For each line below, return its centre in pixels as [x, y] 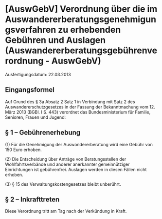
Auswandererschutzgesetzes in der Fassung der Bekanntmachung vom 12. [80, 107]
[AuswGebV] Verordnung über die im [81, 9]
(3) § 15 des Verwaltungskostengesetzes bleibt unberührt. [63, 184]
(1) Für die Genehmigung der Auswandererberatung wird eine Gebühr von [79, 144]
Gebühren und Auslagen [55, 40]
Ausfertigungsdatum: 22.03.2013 [38, 74]
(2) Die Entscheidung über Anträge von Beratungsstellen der [66, 159]
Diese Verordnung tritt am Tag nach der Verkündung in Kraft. [66, 211]
